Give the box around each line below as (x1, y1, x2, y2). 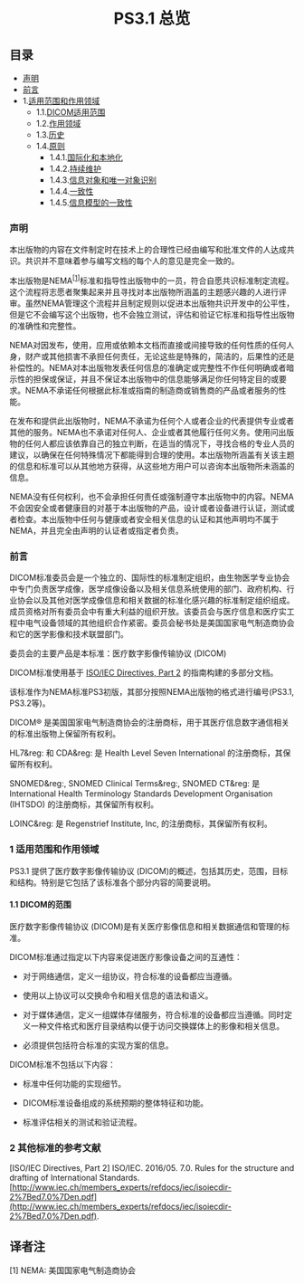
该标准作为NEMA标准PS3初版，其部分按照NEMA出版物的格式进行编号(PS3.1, (9, 687, 295, 698)
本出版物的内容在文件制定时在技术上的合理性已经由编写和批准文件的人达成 (9, 244, 287, 255)
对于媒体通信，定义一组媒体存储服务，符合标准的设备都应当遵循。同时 (22, 1009, 285, 1020)
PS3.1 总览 (113, 8, 191, 29)
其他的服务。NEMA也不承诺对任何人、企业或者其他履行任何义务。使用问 (9, 426, 279, 437)
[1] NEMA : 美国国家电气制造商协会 (9, 1264, 137, 1276)
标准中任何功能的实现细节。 (22, 1078, 127, 1089)
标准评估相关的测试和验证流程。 (22, 1117, 142, 1127)
